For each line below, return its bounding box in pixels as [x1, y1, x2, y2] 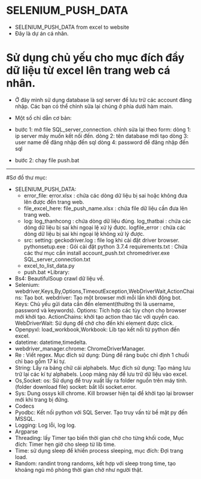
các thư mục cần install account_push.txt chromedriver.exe [23, 249, 170, 256]
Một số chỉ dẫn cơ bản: [14, 114, 72, 121]
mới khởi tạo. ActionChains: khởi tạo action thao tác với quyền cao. [14, 313, 179, 320]
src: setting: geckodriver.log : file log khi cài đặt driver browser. [23, 236, 179, 244]
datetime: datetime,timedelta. [14, 339, 87, 346]
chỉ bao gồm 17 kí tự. [14, 358, 66, 365]
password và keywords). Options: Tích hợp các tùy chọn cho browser [14, 307, 187, 314]
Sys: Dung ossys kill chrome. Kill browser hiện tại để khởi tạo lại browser [14, 390, 194, 397]
